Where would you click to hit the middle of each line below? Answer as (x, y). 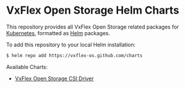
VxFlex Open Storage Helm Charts (93, 10)
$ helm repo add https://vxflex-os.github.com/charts (75, 55)
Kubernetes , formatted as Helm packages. (58, 33)
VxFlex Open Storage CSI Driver (54, 78)
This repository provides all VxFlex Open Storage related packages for (92, 27)
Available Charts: (27, 67)
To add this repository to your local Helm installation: (71, 45)
